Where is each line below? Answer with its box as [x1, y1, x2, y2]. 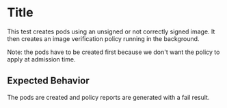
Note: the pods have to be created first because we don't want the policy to [7, 48, 220, 56]
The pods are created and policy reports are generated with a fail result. [7, 93, 210, 101]
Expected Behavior [7, 75, 90, 87]
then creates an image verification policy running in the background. [7, 34, 200, 42]
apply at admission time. [7, 55, 76, 63]
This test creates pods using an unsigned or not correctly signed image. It [7, 27, 215, 36]
